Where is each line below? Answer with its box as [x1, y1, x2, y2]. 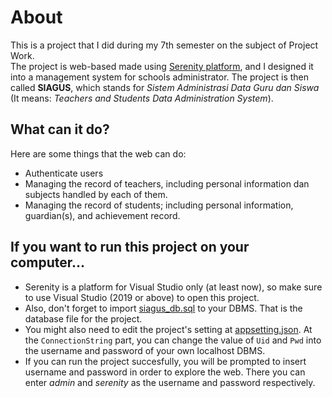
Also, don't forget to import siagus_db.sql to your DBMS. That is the [24, 302, 303, 314]
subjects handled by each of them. [24, 188, 168, 200]
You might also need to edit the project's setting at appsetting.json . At [24, 323, 313, 335]
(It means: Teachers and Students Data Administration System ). [10, 92, 274, 104]
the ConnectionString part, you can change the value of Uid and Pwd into [24, 334, 322, 346]
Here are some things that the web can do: [10, 147, 187, 160]
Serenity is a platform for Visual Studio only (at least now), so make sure [24, 281, 323, 293]
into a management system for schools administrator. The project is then [10, 71, 310, 83]
